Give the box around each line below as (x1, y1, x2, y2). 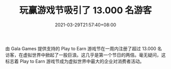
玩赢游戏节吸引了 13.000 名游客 (19, 5, 152, 16)
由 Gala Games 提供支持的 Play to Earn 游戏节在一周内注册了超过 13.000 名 (5, 45, 162, 51)
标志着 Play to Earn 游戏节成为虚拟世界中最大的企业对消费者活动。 (5, 58, 145, 64)
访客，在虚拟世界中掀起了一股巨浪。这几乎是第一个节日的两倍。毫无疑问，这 (5, 52, 166, 58)
